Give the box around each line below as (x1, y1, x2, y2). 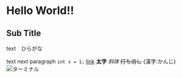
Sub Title (6, 28, 41, 38)
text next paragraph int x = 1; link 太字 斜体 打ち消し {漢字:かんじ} (6, 58, 177, 65)
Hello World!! (6, 4, 74, 18)
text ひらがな (6, 45, 43, 52)
